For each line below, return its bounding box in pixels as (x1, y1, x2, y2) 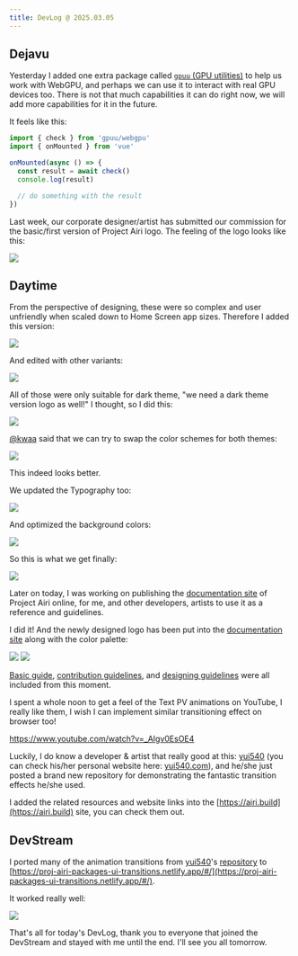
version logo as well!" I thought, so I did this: (9, 399, 173, 410)
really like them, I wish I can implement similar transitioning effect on (9, 707, 262, 718)
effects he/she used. (9, 780, 86, 791)
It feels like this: (9, 116, 67, 127)
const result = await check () (17, 167, 130, 176)
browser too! (9, 716, 57, 727)
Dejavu (9, 47, 49, 62)
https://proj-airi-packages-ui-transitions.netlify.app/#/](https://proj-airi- (12, 866, 277, 877)
